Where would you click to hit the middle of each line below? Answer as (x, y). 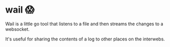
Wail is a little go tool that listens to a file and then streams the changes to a (84, 24)
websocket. (17, 29)
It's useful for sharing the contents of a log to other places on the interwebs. (85, 39)
